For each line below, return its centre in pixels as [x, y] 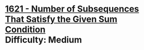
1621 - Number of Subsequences [72, 9]
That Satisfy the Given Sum [61, 19]
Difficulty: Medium [44, 40]
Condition [25, 30]
